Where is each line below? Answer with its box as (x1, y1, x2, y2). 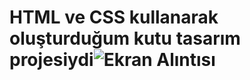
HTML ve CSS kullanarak (9, 6, 219, 29)
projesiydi (9, 49, 94, 71)
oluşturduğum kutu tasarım (9, 27, 241, 50)
